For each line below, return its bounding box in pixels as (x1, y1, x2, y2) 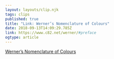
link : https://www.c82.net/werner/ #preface (5, 30, 97, 35)
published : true (5, 16, 39, 21)
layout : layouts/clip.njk (5, 7, 58, 12)
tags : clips (5, 12, 30, 17)
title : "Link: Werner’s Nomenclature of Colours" (5, 21, 110, 26)
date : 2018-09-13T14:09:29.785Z (5, 26, 72, 31)
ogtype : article (5, 35, 39, 40)
